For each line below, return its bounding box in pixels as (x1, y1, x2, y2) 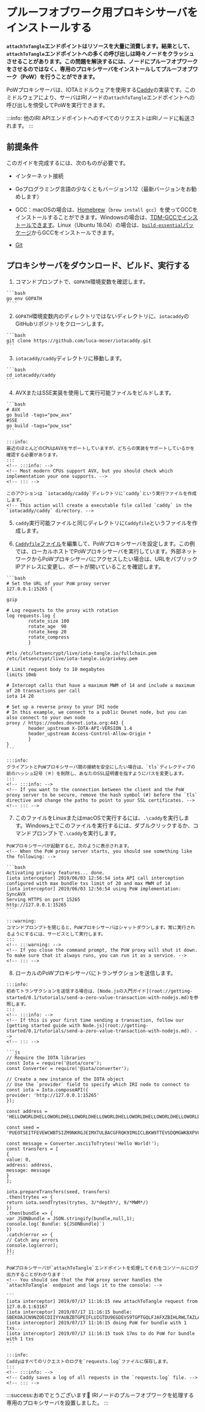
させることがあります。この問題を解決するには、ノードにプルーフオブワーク (6, 58, 198, 65)
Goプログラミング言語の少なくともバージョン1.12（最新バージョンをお (15, 185, 192, 192)
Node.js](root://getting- (82, 1022, 149, 1028)
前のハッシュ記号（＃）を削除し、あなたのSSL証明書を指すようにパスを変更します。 (6, 770, 187, 776)
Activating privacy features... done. (6, 870, 105, 876)
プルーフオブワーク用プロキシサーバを (6, 6, 198, 20)
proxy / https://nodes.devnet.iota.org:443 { (6, 719, 124, 726)
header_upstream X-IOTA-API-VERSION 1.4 (28, 725, 132, 731)
